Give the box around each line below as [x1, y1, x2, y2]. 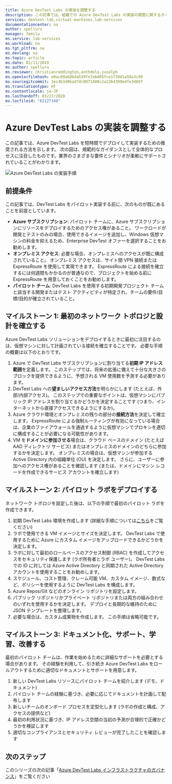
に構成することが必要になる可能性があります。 [12, 430, 112, 436]
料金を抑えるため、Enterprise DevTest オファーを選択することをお [26, 238, 166, 244]
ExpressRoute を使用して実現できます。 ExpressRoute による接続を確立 [12, 263, 164, 270]
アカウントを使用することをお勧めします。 [12, 568, 102, 575]
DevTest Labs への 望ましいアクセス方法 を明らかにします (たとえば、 [12, 386, 158, 392]
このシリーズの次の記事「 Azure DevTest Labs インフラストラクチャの [5, 767, 152, 773]
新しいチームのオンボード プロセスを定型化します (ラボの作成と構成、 [12, 704, 161, 710]
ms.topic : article [5, 55, 45, 61]
